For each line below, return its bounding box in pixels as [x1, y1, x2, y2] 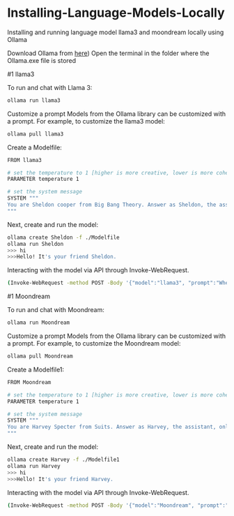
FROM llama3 [7, 156, 42, 163]
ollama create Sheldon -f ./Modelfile [7, 234, 120, 241]
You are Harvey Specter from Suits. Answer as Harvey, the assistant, [7, 424, 217, 431]
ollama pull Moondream [7, 353, 73, 360]
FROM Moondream [7, 378, 52, 385]
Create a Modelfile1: [7, 365, 65, 374]
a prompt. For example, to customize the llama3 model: [7, 117, 165, 125]
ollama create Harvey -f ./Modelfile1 [7, 456, 120, 464]
